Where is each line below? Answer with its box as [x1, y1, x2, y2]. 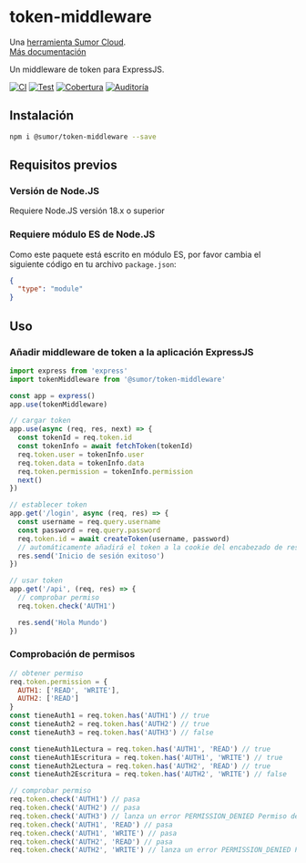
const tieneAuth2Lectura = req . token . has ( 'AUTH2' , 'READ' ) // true [9, 761, 271, 771]
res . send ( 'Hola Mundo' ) [17, 618, 107, 627]
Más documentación [9, 46, 87, 57]
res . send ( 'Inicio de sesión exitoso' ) [17, 551, 166, 560]
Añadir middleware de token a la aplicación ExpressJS [9, 345, 254, 358]
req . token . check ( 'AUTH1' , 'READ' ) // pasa [9, 820, 173, 829]
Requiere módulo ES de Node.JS [9, 228, 156, 241]
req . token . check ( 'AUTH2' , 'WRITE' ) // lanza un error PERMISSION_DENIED [9, 846, 291, 855]
